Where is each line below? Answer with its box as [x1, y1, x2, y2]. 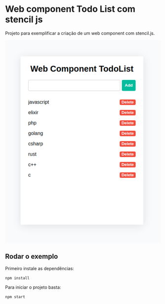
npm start [5, 294, 26, 299]
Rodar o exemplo [5, 252, 58, 261]
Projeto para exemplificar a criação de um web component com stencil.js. [5, 30, 155, 36]
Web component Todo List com [5, 3, 136, 15]
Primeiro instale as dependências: [5, 265, 74, 271]
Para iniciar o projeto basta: [5, 284, 61, 290]
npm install [5, 275, 30, 280]
